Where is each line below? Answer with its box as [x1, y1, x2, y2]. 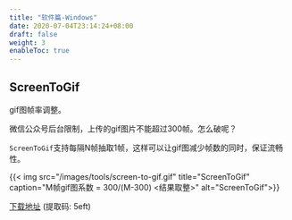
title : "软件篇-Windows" [9, 13, 98, 22]
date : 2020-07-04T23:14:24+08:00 [9, 21, 134, 30]
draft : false [9, 30, 58, 38]
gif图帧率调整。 [9, 104, 67, 114]
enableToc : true [9, 47, 70, 55]
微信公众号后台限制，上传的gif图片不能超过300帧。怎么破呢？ [9, 123, 238, 134]
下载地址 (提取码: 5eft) [9, 200, 91, 211]
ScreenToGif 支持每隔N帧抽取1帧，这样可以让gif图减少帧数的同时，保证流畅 [9, 142, 284, 153]
